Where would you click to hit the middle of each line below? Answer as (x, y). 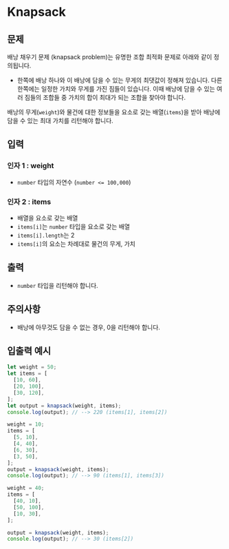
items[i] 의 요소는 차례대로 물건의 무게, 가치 (76, 244)
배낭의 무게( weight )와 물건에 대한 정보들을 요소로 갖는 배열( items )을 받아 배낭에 (114, 112)
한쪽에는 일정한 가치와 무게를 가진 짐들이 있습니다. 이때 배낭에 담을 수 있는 (116, 89)
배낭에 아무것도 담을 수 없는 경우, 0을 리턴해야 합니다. (88, 327)
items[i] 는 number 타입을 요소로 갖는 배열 (74, 226)
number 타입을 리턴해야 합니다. (57, 285)
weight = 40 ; (26, 488)
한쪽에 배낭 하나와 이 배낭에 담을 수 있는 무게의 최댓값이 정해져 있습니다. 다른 (120, 80)
